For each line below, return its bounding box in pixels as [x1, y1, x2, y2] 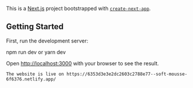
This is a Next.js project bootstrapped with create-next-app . [6, 5, 151, 12]
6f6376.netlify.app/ [6, 76, 57, 82]
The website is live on [6, 71, 65, 77]
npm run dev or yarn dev [6, 48, 66, 55]
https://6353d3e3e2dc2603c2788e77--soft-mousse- [66, 71, 188, 77]
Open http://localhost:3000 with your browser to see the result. [6, 59, 160, 66]
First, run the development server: [6, 37, 89, 44]
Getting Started [6, 22, 64, 31]
